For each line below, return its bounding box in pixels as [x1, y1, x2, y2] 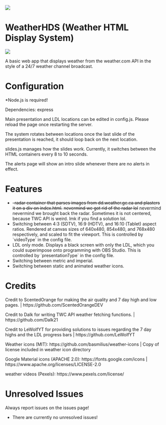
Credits [5, 280, 36, 291]
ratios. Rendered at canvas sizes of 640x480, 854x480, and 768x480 [12, 226, 155, 232]
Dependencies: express [5, 106, 54, 112]
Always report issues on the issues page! [5, 405, 89, 411]
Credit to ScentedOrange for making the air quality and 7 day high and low [5, 297, 157, 303]
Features [5, 183, 43, 195]
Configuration [5, 81, 64, 92]
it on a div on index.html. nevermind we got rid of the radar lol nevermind [12, 205, 161, 211]
